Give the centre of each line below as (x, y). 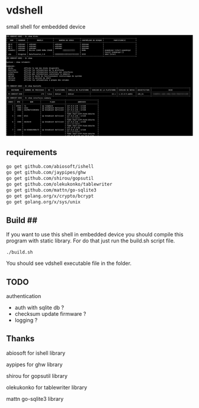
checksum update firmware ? (50, 314)
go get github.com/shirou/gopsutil (50, 179)
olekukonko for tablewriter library (47, 387)
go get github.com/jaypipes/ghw (46, 173)
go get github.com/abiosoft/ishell (50, 167)
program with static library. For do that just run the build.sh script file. (91, 241)
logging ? (26, 320)
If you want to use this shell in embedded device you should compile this (95, 235)
